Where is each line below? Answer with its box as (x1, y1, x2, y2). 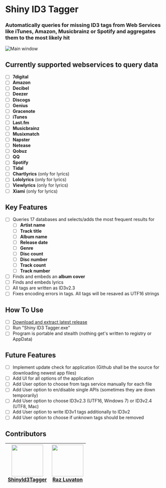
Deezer (12, 91, 29, 97)
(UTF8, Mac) (12, 404, 39, 410)
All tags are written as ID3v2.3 (12, 285, 75, 291)
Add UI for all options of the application (12, 375, 94, 381)
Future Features (5, 350, 56, 360)
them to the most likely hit (5, 34, 70, 41)
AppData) (12, 336, 33, 342)
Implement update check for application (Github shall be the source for (12, 364, 159, 370)
